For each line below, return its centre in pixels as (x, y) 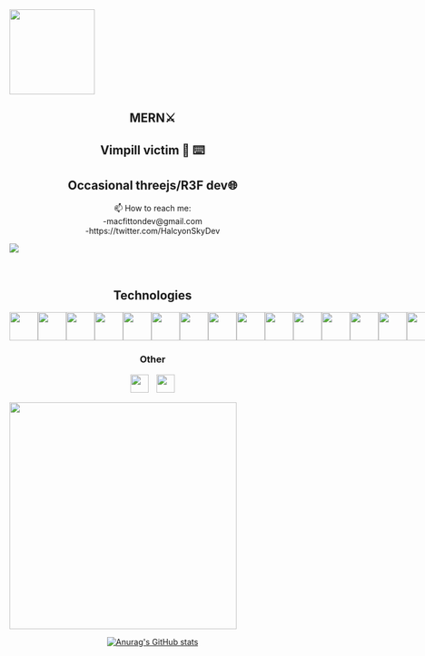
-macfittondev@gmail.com (153, 220)
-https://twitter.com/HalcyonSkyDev (153, 230)
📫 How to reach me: (153, 208)
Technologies (153, 295)
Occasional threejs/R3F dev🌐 (153, 186)
